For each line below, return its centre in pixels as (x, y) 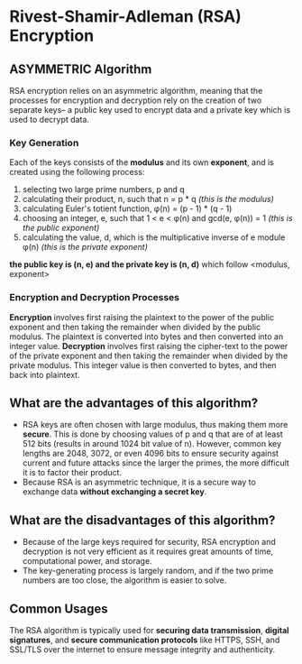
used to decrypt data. (50, 120)
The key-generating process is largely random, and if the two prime (148, 571)
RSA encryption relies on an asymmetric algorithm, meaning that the (136, 91)
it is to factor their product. (72, 473)
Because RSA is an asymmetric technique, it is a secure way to (139, 482)
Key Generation (44, 143)
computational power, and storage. (87, 561)
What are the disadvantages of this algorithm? (142, 520)
